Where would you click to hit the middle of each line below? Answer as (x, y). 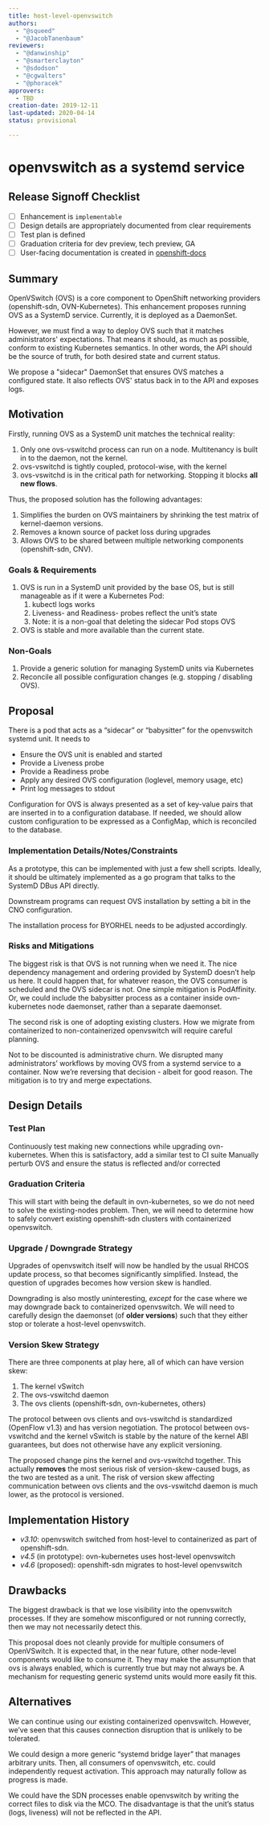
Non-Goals (30, 651)
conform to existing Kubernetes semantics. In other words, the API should (130, 348)
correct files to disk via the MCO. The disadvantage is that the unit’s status (131, 1803)
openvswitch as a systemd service (126, 168)
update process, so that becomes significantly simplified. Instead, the (123, 1274)
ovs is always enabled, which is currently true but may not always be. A (126, 1668)
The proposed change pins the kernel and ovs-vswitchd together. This (125, 1460)
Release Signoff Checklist (74, 197)
